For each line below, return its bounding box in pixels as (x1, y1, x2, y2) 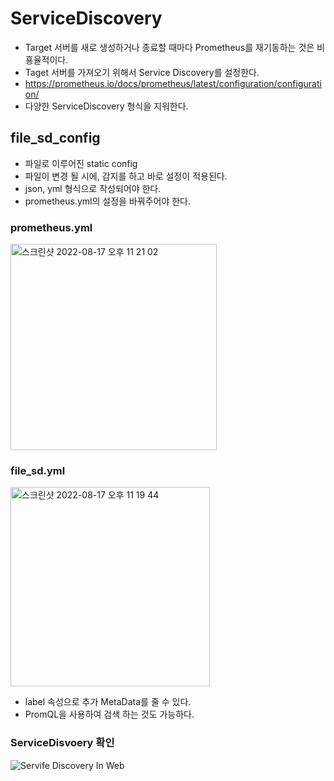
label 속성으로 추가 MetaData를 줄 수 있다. (24, 696, 192, 708)
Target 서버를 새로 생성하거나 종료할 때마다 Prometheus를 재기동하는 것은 (24, 41, 315, 53)
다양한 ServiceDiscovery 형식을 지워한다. (24, 100, 189, 112)
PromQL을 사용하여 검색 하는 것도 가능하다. (24, 708, 195, 721)
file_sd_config (10, 130, 101, 147)
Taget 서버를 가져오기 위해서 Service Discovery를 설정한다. (24, 66, 260, 78)
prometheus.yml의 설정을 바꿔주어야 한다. (24, 195, 191, 207)
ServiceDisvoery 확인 (10, 736, 115, 750)
